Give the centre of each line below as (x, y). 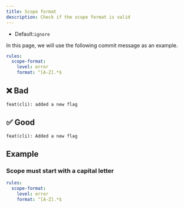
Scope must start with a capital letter (60, 170)
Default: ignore (32, 34)
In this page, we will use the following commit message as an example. (92, 45)
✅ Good (21, 122)
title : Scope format (32, 11)
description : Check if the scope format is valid (68, 17)
